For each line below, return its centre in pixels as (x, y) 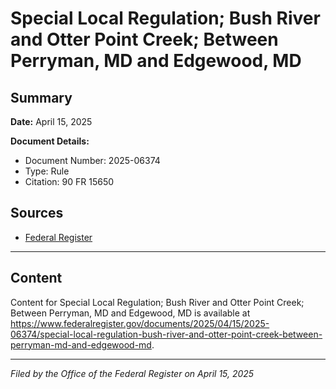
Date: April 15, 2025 (51, 121)
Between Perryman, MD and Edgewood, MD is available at (130, 313)
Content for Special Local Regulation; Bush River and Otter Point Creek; (157, 302)
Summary (41, 97)
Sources (37, 213)
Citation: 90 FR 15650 (69, 181)
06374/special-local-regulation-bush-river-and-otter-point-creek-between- (166, 334)
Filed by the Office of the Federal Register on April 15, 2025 (132, 373)
